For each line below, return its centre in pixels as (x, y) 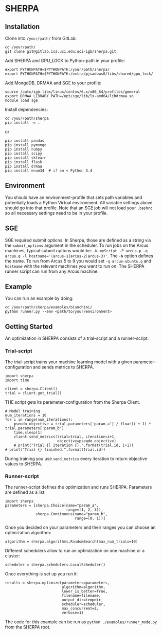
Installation (22, 27)
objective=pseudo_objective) (87, 441)
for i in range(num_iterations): (39, 419)
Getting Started (29, 326)
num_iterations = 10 (26, 415)
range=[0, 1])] (90, 518)
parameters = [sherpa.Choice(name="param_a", (52, 505)
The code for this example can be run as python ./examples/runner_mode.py (81, 622)
